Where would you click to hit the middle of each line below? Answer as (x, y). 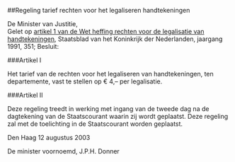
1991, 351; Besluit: (33, 46)
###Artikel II (25, 95)
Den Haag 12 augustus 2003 (49, 138)
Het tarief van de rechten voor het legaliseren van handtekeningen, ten (110, 74)
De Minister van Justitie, (42, 24)
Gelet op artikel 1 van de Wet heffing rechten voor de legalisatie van (106, 31)
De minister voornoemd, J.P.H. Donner (64, 151)
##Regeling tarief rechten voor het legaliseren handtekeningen (99, 10)
